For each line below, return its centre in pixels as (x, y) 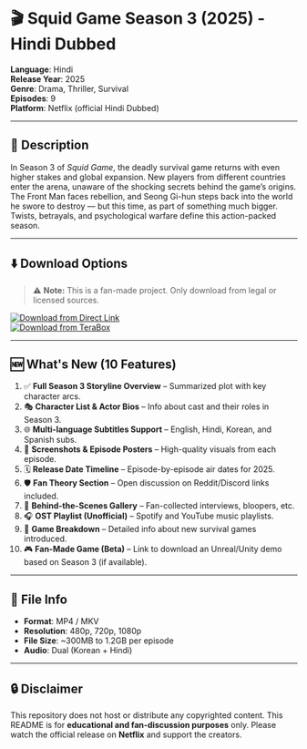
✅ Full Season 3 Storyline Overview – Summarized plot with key (145, 386)
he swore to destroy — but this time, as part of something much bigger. (144, 206)
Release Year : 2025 (48, 78)
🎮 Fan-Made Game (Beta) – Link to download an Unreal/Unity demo (153, 549)
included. (41, 496)
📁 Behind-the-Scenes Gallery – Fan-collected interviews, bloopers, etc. (159, 506)
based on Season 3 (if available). (85, 562)
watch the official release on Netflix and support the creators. (126, 734)
